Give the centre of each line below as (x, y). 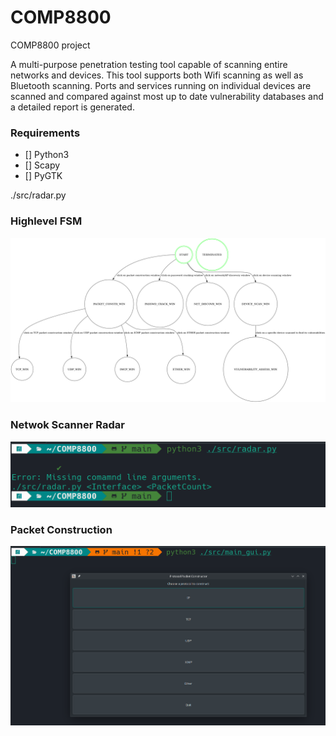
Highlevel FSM (46, 221)
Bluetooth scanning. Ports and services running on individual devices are (161, 85)
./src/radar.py (38, 195)
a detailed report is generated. (72, 107)
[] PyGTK (43, 176)
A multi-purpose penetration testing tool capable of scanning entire (149, 64)
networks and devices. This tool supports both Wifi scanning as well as (157, 75)
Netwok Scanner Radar (67, 425)
